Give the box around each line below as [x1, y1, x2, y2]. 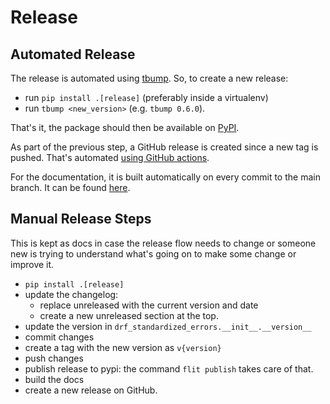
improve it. [10, 258, 55, 270]
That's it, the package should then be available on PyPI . [10, 122, 240, 133]
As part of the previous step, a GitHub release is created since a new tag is [10, 141, 319, 153]
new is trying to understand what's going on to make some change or [10, 247, 297, 260]
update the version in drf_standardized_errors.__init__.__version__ [24, 320, 312, 332]
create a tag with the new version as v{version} [24, 341, 222, 353]
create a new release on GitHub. [24, 384, 158, 396]
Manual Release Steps [10, 211, 152, 228]
